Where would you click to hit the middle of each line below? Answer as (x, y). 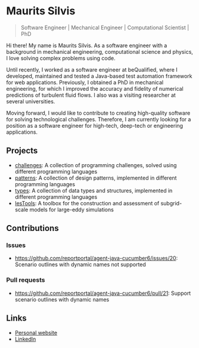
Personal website (36, 332)
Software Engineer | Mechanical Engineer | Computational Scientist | (105, 27)
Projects (22, 151)
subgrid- (171, 203)
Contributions (32, 228)
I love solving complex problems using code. (61, 58)
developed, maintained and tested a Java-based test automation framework (99, 76)
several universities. (31, 101)
